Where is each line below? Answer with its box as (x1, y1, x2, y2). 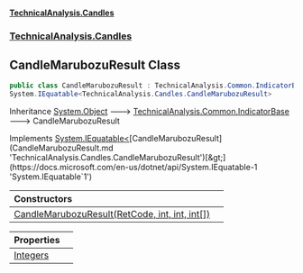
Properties (14, 234, 60, 247)
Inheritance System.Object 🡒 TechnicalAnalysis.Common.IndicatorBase (9, 106, 290, 117)
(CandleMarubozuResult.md (9, 142, 115, 153)
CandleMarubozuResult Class (9, 57, 180, 72)
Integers (14, 249, 50, 261)
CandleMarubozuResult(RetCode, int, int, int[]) (14, 208, 210, 221)
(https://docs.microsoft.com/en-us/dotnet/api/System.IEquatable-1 (9, 162, 258, 173)
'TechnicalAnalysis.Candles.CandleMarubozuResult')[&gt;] (9, 152, 226, 163)
